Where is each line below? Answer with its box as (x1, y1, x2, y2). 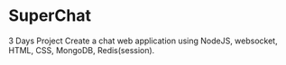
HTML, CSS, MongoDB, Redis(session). (8, 44, 155, 55)
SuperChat (8, 5, 92, 26)
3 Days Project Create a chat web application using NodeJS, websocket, (8, 35, 278, 46)
